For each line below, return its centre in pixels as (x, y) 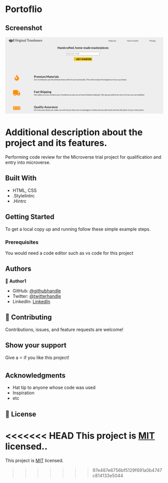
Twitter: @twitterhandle (37, 296)
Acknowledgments (36, 375)
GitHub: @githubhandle (37, 291)
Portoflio (24, 9)
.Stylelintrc (24, 195)
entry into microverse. (28, 163)
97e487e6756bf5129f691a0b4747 (127, 470)
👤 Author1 (16, 281)
